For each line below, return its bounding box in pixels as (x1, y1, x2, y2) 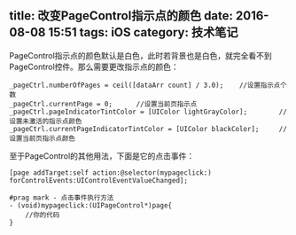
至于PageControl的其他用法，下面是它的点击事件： (9, 150, 195, 161)
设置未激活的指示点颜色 (9, 116, 82, 126)
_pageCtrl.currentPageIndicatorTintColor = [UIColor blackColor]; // (9, 124, 288, 133)
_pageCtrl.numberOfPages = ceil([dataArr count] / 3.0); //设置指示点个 (9, 81, 287, 90)
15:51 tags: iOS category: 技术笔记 (48, 25, 238, 40)
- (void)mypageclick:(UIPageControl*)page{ (9, 200, 173, 210)
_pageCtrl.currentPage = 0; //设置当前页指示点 (9, 99, 198, 108)
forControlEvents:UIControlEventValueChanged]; (9, 176, 189, 184)
